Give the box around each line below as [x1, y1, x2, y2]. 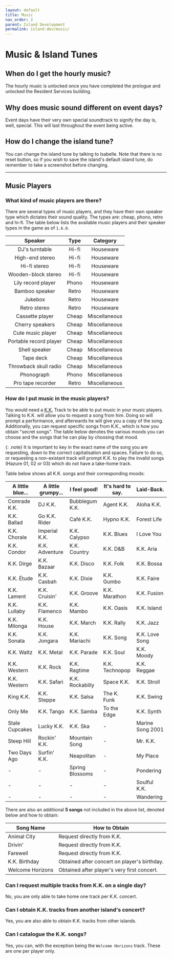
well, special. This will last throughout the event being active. [5, 122, 134, 129]
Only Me [8, 708, 28, 715]
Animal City [8, 833, 36, 840]
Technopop [103, 666, 131, 674]
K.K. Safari [38, 678, 63, 685]
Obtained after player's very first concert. [58, 866, 158, 873]
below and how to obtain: [5, 812, 59, 818]
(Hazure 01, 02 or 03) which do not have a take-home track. [5, 460, 132, 466]
